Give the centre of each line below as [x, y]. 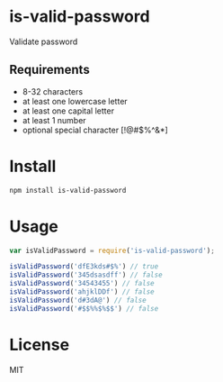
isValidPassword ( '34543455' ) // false [82, 284]
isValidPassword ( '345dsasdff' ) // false [86, 275]
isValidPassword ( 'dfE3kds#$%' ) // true [84, 267]
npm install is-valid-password [68, 190]
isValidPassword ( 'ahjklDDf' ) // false [82, 292]
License [40, 345]
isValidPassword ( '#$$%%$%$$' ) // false [84, 308]
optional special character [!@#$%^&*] [95, 130]
